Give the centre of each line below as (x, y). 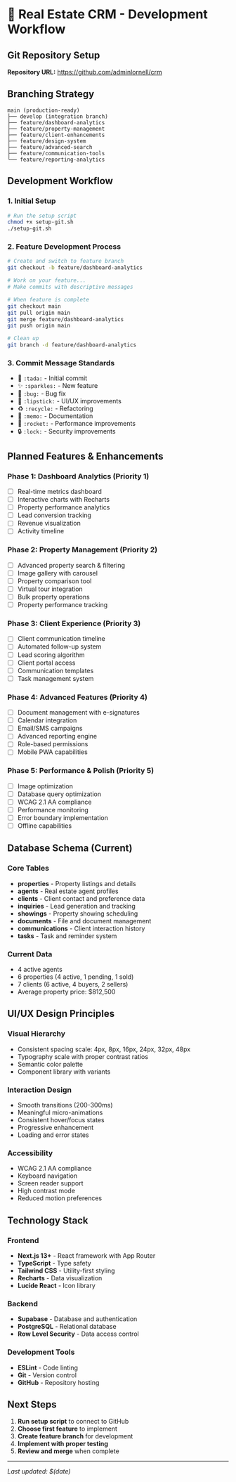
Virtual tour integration (50, 589)
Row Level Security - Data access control (78, 1334)
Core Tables (28, 869)
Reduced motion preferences (60, 1198)
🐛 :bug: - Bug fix (42, 394)
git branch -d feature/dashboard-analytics (72, 345)
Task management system (55, 678)
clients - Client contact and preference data (81, 898)
